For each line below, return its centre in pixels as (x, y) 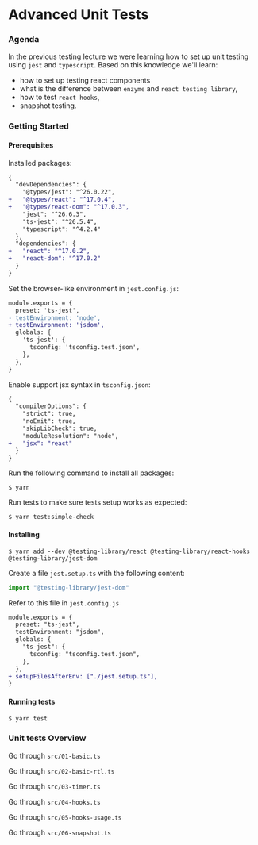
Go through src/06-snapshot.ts (60, 832)
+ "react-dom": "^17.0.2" (55, 259)
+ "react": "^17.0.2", (49, 252)
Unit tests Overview (47, 738)
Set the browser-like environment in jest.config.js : (94, 288)
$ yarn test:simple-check (51, 517)
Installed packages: (40, 163)
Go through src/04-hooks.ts (54, 801)
